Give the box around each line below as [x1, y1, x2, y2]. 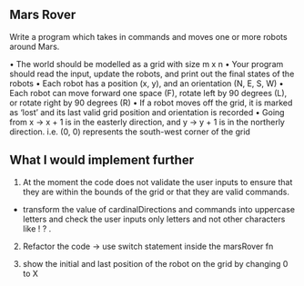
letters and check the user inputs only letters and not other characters [22, 213, 286, 224]
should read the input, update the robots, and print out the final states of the [9, 68, 295, 79]
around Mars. [9, 41, 60, 52]
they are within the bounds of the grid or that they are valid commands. [22, 186, 289, 197]
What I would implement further [9, 153, 194, 168]
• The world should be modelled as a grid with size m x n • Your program [9, 58, 284, 69]
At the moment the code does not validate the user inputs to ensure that [22, 176, 293, 187]
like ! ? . [22, 222, 52, 234]
